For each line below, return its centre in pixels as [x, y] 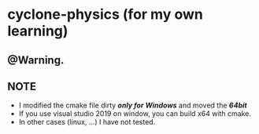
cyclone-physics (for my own [105, 14]
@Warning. [36, 60]
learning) [38, 31]
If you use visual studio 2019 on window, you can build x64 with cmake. [135, 114]
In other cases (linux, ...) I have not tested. [87, 122]
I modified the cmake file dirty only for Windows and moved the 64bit [133, 105]
